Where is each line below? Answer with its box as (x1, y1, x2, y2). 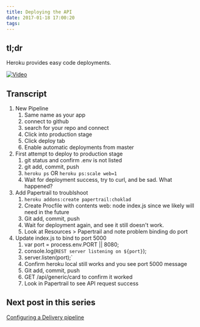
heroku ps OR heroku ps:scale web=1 (24, 170, 117, 177)
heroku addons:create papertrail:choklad (24, 196, 131, 203)
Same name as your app (24, 111, 85, 118)
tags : (6, 20, 20, 26)
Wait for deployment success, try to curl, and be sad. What (24, 176, 173, 183)
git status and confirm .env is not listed (24, 157, 123, 163)
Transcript (6, 88, 47, 99)
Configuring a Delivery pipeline (6, 314, 84, 321)
